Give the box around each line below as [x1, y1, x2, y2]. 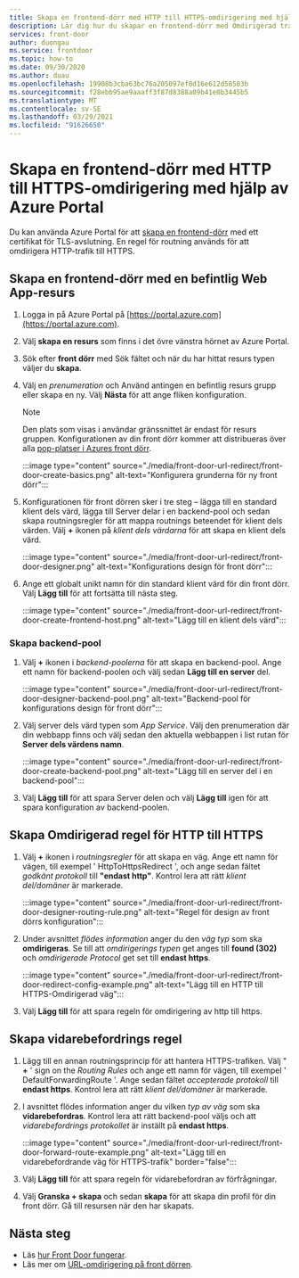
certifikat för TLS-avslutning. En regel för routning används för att [9, 235, 249, 246]
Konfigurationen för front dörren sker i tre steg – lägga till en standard [21, 496, 278, 507]
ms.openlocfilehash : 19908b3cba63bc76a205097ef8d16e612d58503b [9, 79, 249, 88]
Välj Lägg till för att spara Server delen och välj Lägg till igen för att [21, 793, 269, 804]
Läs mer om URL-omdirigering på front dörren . [21, 1259, 193, 1270]
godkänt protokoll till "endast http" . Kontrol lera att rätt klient [21, 870, 246, 881]
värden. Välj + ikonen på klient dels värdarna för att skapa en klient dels [21, 524, 287, 535]
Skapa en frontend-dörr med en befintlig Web [9, 271, 268, 286]
